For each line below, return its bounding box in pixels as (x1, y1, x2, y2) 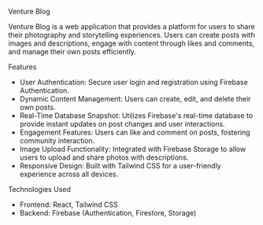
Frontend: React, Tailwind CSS (19, 200, 118, 209)
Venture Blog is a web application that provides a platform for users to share (8, 22, 255, 31)
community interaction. (19, 136, 95, 145)
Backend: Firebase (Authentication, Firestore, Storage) (19, 208, 197, 217)
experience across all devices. (19, 169, 119, 179)
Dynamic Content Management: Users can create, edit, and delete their (19, 94, 251, 103)
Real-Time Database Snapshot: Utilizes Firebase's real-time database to (19, 111, 254, 120)
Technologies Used (8, 185, 71, 194)
